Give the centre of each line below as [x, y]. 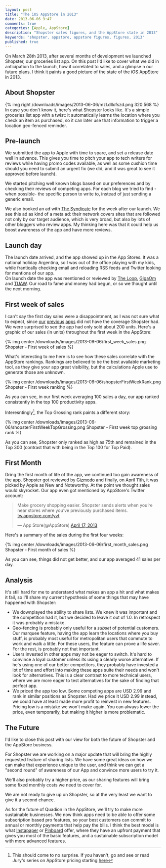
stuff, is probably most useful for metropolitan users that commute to [82, 639]
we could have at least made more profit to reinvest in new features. [82, 702]
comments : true [21, 23]
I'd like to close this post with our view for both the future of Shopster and [80, 739]
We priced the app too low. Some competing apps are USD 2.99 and [82, 691]
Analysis [19, 580]
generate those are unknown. [35, 372]
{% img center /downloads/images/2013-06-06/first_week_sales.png [76, 342]
